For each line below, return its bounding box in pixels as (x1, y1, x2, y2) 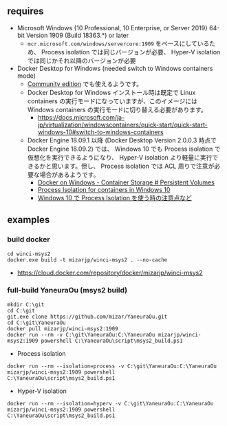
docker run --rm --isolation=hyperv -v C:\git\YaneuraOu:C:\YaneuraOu (7, 400, 214, 407)
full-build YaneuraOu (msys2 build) (7, 286, 128, 295)
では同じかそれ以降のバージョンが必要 (27, 56, 136, 65)
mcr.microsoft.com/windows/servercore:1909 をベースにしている (27, 39, 210, 47)
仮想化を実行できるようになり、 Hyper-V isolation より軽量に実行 (27, 153, 213, 161)
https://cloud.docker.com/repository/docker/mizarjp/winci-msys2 (17, 268, 203, 277)
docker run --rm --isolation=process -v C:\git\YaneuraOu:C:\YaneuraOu (7, 363, 217, 370)
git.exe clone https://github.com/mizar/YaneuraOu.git (7, 313, 168, 320)
